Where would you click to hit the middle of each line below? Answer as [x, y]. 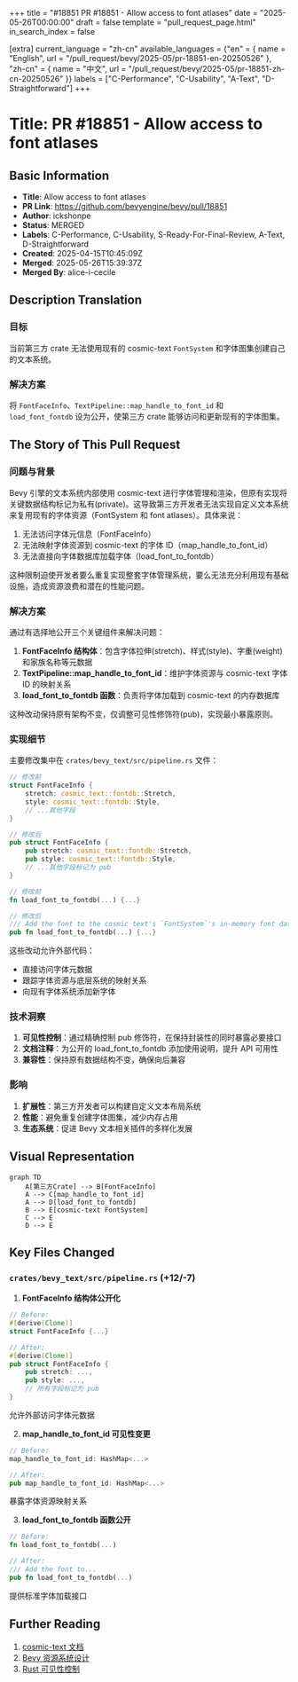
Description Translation [76, 300]
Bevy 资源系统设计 [56, 1657]
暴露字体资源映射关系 [48, 1501]
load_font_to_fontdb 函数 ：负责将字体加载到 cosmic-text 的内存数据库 [151, 695]
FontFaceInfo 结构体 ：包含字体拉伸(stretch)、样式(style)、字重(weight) [153, 650]
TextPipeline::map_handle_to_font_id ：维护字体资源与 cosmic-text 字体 [155, 672]
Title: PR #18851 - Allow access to [136, 124]
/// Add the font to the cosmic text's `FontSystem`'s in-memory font [142, 924]
